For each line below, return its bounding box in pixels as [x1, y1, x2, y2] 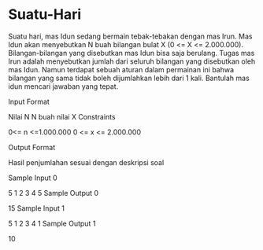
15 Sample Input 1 [8, 203, 65, 213]
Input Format [8, 97, 50, 106]
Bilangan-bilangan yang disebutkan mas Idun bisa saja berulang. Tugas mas [8, 48, 255, 57]
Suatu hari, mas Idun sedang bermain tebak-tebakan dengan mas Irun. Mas [8, 31, 253, 41]
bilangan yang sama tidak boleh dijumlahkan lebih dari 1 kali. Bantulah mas [8, 73, 250, 83]
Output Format [8, 142, 56, 152]
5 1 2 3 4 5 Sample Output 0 [8, 188, 99, 197]
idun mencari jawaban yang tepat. [8, 81, 119, 91]
